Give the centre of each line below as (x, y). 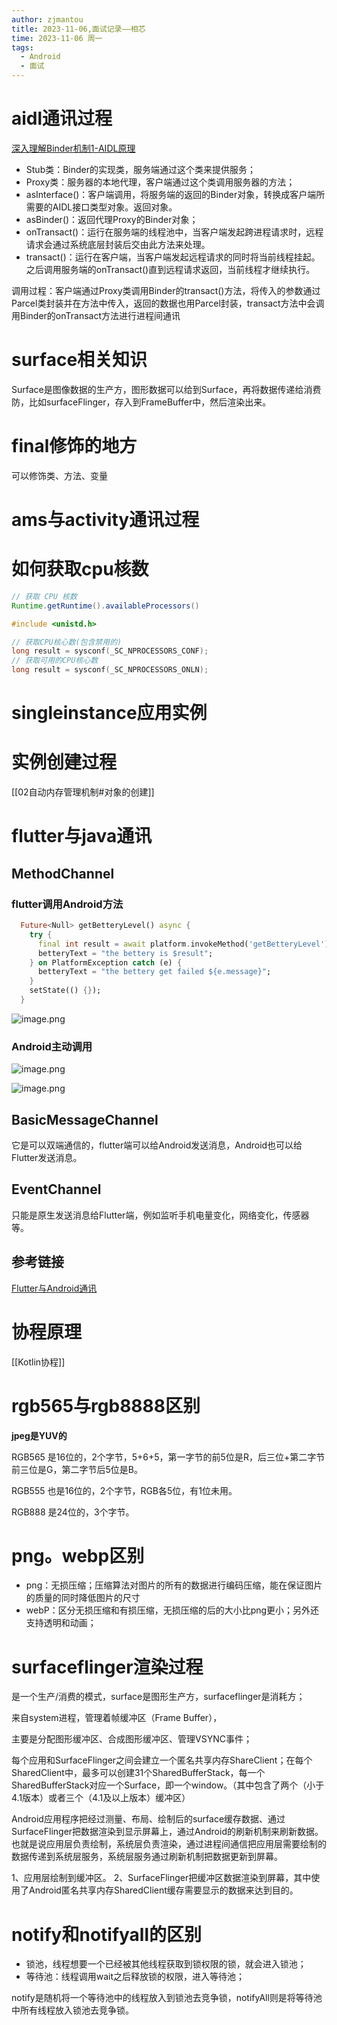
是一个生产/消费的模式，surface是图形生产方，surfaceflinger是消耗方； (158, 1697)
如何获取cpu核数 (80, 569)
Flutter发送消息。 (47, 1158)
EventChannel (56, 1189)
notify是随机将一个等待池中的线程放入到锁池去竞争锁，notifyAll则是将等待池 (167, 1998)
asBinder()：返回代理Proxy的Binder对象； (112, 219)
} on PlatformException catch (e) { (106, 962)
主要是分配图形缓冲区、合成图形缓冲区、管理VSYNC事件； (132, 1739)
